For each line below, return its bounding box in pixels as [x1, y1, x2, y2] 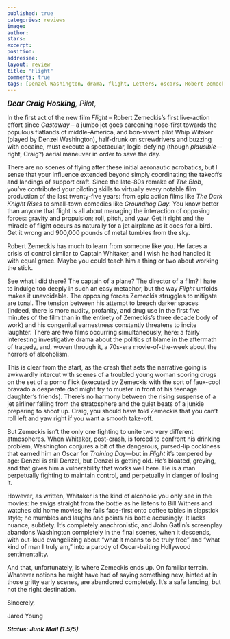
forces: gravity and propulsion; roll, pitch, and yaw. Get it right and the [7, 214, 205, 223]
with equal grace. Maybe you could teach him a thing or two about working [7, 256, 219, 265]
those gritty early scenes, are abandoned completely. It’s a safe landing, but [7, 578, 221, 586]
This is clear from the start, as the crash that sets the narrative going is [7, 363, 207, 372]
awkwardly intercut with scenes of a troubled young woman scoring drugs [7, 371, 217, 379]
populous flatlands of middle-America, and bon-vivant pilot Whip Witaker [7, 128, 214, 136]
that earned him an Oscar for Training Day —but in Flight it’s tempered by [7, 450, 212, 458]
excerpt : [7, 42, 32, 49]
